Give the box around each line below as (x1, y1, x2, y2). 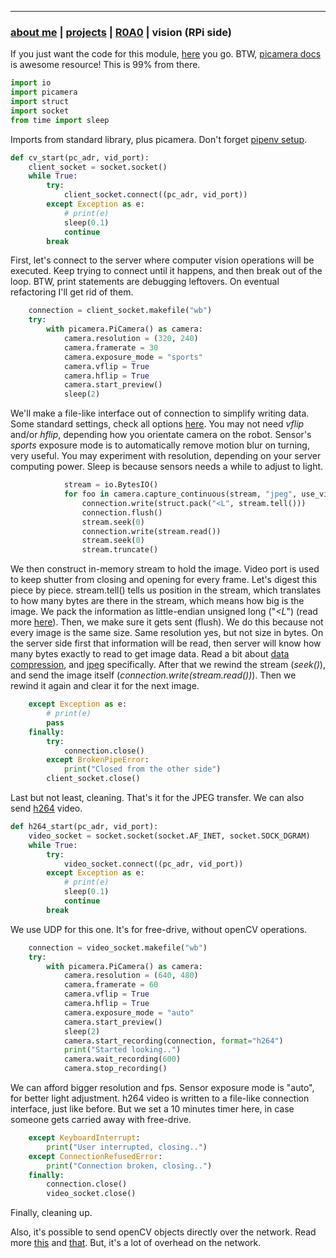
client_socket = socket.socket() (28, 162, 168, 172)
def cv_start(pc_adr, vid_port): (10, 152, 150, 163)
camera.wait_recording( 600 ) (63, 1054, 182, 1065)
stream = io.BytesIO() (63, 480, 159, 490)
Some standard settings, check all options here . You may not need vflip (10, 418, 305, 430)
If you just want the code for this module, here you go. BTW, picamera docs (10, 48, 322, 60)
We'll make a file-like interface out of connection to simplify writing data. (10, 407, 310, 420)
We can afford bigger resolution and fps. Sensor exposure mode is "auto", (10, 1082, 315, 1094)
